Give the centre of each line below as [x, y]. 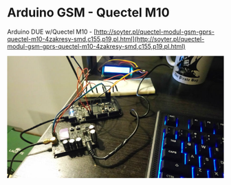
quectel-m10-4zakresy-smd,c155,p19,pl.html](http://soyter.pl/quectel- [106, 39]
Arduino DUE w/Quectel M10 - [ [52, 32]
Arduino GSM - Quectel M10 [88, 13]
